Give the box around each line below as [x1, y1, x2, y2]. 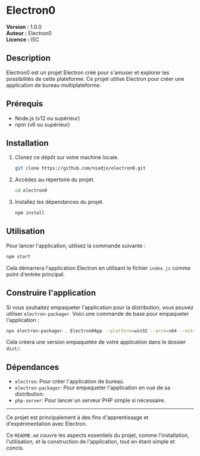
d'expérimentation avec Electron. [6, 420, 87, 427]
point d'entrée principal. [6, 271, 65, 278]
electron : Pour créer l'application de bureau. [14, 378, 125, 385]
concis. [6, 444, 24, 452]
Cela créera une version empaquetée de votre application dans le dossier [6, 338, 186, 345]
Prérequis [6, 99, 43, 109]
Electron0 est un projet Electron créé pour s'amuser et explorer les [6, 69, 170, 76]
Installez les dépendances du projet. [14, 199, 104, 206]
